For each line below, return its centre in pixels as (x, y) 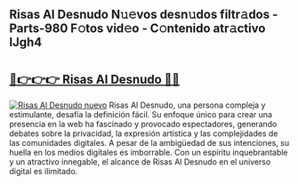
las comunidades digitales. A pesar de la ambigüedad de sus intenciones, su (149, 143)
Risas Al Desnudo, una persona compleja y (187, 105)
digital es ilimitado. (44, 171)
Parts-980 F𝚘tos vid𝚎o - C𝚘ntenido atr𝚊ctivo (137, 29)
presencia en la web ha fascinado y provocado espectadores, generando (143, 124)
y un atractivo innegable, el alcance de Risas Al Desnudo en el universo (140, 162)
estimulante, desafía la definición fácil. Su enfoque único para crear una (141, 114)
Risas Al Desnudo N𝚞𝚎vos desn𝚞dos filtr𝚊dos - (144, 15)
